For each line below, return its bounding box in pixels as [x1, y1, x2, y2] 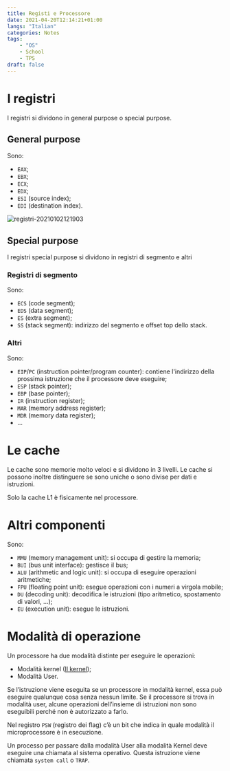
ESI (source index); [16, 194, 71, 203]
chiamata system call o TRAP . [7, 756, 90, 764]
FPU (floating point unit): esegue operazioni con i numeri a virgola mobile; [16, 583, 224, 591]
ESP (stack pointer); [16, 382, 72, 390]
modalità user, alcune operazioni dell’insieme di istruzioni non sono [7, 699, 197, 708]
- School [19, 49, 45, 56]
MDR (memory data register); [16, 411, 96, 420]
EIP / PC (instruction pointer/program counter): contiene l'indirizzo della [16, 367, 215, 376]
